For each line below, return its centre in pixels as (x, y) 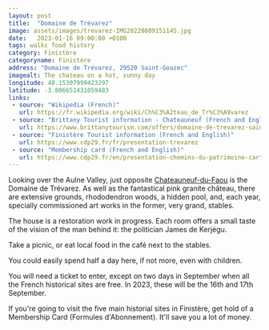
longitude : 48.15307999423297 (59, 82)
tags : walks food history (51, 46)
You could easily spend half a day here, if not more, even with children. (125, 260)
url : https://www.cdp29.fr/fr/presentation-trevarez (108, 142)
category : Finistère (43, 53)
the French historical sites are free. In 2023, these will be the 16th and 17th (131, 284)
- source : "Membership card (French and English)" (98, 150)
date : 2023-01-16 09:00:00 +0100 (68, 38)
